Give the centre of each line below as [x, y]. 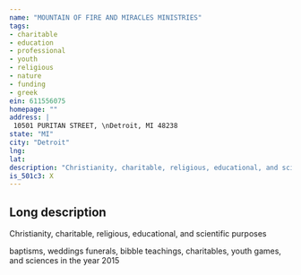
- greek [24, 92]
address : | [30, 117]
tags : [19, 26]
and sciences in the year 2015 [64, 261]
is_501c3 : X [31, 176]
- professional [38, 51]
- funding [28, 84]
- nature [26, 76]
